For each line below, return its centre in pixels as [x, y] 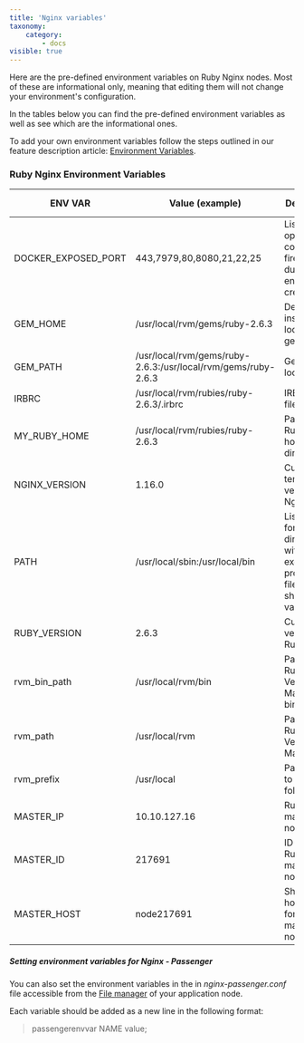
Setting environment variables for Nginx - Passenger [111, 961]
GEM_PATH [38, 367]
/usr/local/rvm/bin [174, 682]
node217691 [164, 914]
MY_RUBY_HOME [52, 436]
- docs [54, 43]
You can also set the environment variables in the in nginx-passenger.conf [148, 984]
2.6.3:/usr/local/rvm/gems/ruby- [205, 367]
